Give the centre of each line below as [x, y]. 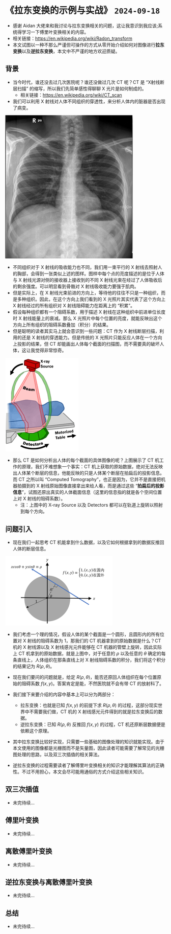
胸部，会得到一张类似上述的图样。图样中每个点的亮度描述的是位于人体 [91, 274]
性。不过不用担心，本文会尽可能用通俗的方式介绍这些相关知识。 [79, 772]
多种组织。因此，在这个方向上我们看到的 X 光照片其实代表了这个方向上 [91, 299]
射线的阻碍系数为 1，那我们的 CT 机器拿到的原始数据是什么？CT [94, 641]
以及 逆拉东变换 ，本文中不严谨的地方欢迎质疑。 [71, 51]
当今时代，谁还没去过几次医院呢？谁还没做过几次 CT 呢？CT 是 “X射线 [86, 82]
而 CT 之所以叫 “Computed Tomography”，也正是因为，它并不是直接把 [87, 480]
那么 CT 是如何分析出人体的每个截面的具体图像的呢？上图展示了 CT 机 [86, 460]
